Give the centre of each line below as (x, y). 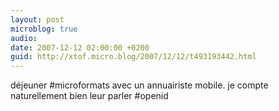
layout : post (37, 19)
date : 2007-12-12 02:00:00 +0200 (80, 47)
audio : (24, 38)
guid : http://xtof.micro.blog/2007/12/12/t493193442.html (133, 57)
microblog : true (44, 29)
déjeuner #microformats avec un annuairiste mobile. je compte (139, 85)
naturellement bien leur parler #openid (89, 96)
